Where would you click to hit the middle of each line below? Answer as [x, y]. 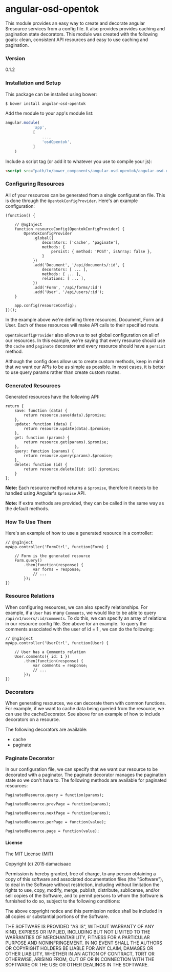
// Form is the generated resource [52, 556]
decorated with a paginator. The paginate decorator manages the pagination [86, 775]
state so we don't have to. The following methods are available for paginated [86, 780]
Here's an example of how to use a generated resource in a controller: [79, 533]
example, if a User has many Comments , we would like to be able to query [81, 613]
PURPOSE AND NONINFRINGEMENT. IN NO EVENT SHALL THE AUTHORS [84, 943]
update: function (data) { [43, 424]
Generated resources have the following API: [52, 397]
